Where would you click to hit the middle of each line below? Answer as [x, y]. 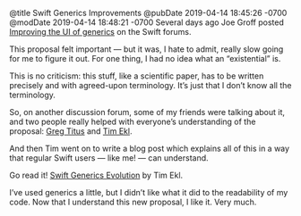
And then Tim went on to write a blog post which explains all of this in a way [149, 148]
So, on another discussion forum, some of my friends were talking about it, [147, 112]
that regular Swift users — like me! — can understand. [109, 158]
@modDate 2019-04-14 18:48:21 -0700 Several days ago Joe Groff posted [146, 22]
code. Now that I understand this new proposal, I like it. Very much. [133, 202]
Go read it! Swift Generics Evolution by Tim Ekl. [96, 175]
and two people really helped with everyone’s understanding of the [133, 121]
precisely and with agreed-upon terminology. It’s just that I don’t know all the [150, 85]
